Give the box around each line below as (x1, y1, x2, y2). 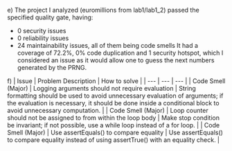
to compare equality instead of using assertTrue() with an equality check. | (7, 136, 220, 144)
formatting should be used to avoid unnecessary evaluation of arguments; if (7, 91, 224, 100)
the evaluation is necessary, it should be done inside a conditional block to (7, 99, 220, 107)
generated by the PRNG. (17, 64, 87, 71)
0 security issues (17, 27, 66, 35)
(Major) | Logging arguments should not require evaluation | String (7, 85, 196, 92)
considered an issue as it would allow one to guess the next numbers (17, 56, 215, 64)
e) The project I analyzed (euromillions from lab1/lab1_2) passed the (7, 6, 199, 14)
